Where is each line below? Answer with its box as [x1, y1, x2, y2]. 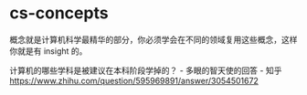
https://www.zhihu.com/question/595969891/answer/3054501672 [9, 75, 259, 86]
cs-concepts [9, 3, 109, 24]
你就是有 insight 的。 [9, 45, 88, 57]
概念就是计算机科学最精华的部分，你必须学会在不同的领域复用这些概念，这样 [9, 34, 298, 45]
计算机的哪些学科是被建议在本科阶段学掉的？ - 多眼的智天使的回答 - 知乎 [9, 65, 282, 76]
